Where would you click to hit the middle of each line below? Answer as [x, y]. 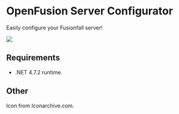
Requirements [33, 58]
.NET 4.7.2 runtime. [39, 72]
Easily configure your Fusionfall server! [55, 28]
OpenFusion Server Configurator [89, 11]
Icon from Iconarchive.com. [40, 106]
